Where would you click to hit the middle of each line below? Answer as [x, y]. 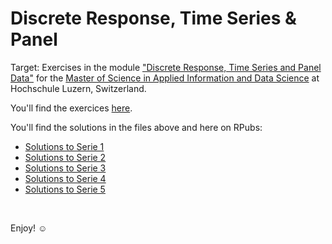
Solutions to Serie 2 [65, 157]
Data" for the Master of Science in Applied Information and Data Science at [165, 78]
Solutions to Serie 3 [65, 168]
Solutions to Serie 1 [64, 146]
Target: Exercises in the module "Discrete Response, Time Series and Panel [166, 67]
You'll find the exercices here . [71, 108]
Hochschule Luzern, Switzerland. [78, 88]
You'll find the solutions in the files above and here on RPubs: [136, 127]
